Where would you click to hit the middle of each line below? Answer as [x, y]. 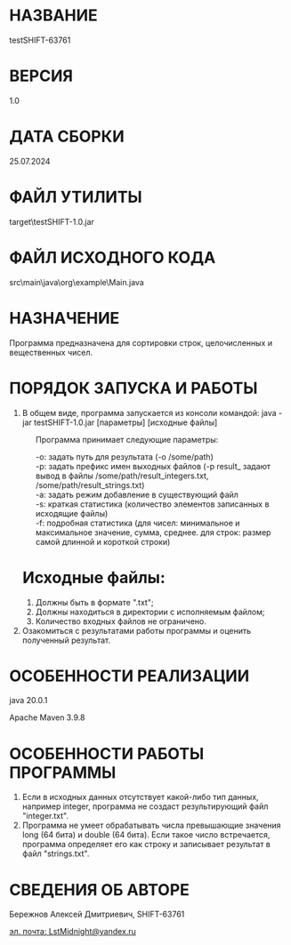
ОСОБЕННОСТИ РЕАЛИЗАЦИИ [129, 676]
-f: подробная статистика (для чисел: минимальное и [137, 523]
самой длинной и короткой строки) [103, 541]
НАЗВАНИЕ [53, 16]
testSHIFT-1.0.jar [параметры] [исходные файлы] [126, 422]
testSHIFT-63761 [40, 40]
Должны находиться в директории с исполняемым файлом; [150, 612]
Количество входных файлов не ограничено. [121, 621]
